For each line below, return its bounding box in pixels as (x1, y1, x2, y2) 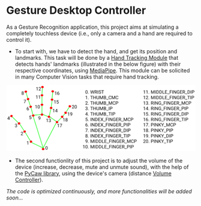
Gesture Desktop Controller (6, 4, 146, 17)
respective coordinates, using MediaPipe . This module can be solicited (14, 66, 190, 74)
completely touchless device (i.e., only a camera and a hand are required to (6, 29, 193, 37)
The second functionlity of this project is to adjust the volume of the (14, 157, 183, 164)
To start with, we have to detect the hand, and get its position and (14, 47, 178, 54)
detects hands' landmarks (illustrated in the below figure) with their (14, 60, 181, 68)
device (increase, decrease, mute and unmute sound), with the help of (14, 163, 189, 171)
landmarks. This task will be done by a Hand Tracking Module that (14, 54, 179, 61)
